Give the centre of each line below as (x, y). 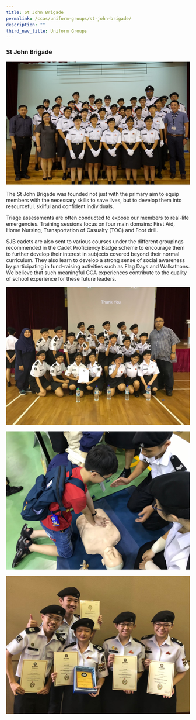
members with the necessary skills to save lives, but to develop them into (94, 200)
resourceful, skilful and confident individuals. (60, 206)
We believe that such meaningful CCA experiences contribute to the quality (97, 273)
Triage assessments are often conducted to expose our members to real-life (98, 218)
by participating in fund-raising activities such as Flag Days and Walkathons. (98, 267)
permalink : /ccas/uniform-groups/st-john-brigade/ (69, 18)
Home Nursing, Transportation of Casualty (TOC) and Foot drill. (82, 230)
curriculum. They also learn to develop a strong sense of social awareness (96, 260)
